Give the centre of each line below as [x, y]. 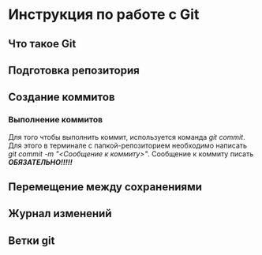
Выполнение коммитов [56, 120]
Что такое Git [42, 44]
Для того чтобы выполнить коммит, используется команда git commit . [127, 137]
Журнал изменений [60, 214]
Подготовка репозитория [74, 70]
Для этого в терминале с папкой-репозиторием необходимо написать [127, 145]
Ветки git [32, 240]
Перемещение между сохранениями [105, 187]
